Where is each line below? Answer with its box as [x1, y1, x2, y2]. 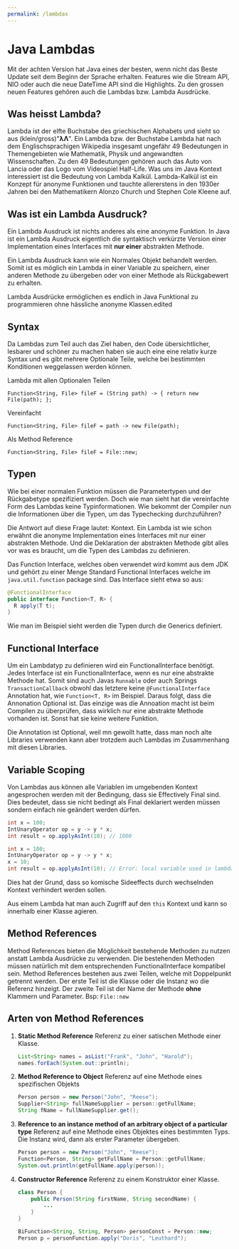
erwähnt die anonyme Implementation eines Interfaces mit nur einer [7, 531, 206, 539]
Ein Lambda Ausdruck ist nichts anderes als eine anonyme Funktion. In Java [7, 227, 230, 236]
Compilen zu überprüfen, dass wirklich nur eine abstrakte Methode [7, 707, 204, 715]
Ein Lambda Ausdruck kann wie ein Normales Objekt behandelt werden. [7, 256, 218, 264]
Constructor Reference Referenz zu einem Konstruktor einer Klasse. [17, 1175, 220, 1183]
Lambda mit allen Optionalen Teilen [7, 376, 111, 385]
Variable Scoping [7, 764, 85, 776]
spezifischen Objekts [17, 1080, 80, 1089]
